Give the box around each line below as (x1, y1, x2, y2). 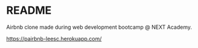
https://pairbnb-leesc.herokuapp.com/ (6, 35, 102, 42)
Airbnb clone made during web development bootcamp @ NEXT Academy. (6, 23, 192, 31)
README (6, 4, 52, 17)
